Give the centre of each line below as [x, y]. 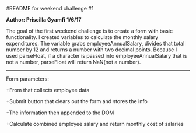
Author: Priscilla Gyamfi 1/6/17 [44, 20]
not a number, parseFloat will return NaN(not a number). [73, 62]
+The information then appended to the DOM [60, 113]
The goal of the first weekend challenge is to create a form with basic [90, 31]
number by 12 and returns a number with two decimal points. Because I [92, 50]
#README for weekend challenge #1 [50, 8]
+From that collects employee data [48, 90]
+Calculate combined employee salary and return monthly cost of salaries [95, 124]
